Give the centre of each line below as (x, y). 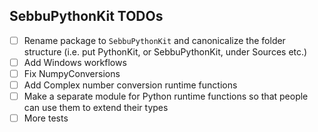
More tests (46, 118)
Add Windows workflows (75, 62)
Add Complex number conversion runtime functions (130, 85)
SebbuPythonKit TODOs (86, 16)
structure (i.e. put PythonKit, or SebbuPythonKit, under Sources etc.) (165, 51)
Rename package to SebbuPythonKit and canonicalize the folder (154, 40)
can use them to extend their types (96, 108)
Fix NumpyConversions (72, 73)
